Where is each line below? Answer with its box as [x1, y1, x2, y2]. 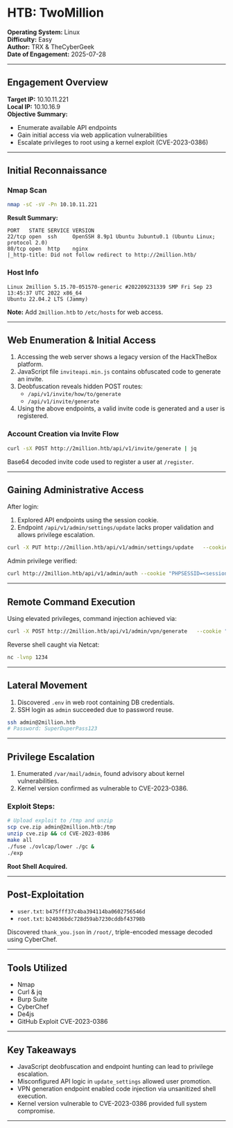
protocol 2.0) [7, 240, 49, 247]
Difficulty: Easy [7, 35, 53, 43]
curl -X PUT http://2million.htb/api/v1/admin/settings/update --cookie [7, 544, 228, 551]
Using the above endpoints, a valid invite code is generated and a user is [17, 404, 225, 413]
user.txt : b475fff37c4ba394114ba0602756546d [17, 907, 146, 915]
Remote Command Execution [7, 596, 136, 608]
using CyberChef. [7, 936, 58, 944]
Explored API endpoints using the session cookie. [17, 516, 159, 524]
